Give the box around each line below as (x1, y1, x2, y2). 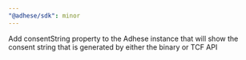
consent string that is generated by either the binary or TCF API (8, 42, 218, 52)
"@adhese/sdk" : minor (8, 11, 81, 20)
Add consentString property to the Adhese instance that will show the (8, 34, 239, 43)
